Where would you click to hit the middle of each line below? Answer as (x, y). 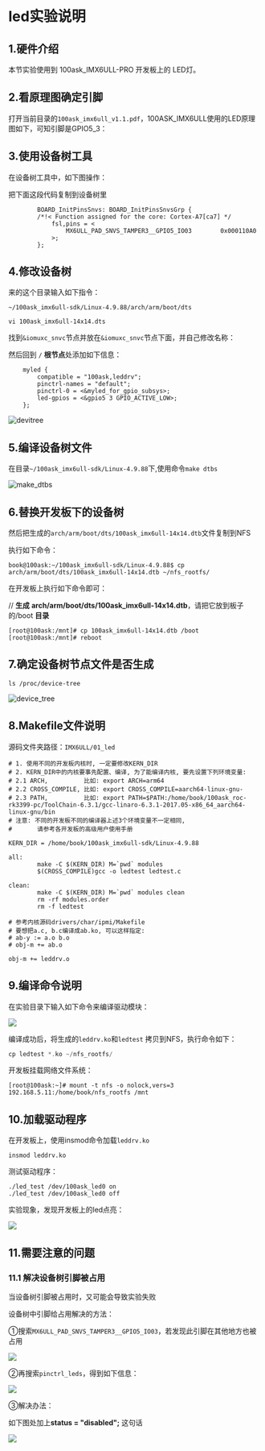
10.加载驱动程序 (47, 1119)
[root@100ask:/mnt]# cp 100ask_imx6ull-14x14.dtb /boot (104, 631)
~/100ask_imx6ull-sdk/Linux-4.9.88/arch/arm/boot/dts (100, 308)
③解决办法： (31, 1405)
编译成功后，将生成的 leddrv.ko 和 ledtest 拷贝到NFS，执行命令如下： (122, 1039)
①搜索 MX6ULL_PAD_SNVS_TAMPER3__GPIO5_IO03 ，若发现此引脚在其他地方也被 (132, 1331)
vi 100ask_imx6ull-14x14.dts (57, 322)
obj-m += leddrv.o (39, 959)
